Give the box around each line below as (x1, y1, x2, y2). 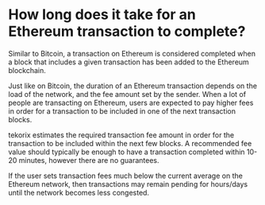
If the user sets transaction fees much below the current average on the (8, 171, 244, 180)
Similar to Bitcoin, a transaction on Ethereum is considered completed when (8, 48, 256, 58)
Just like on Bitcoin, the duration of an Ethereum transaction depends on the (8, 81, 258, 91)
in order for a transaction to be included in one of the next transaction (8, 106, 236, 116)
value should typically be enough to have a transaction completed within (8, 147, 245, 157)
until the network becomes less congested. (8, 188, 149, 197)
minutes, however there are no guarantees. (18, 155, 160, 164)
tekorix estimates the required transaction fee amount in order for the (8, 130, 235, 140)
